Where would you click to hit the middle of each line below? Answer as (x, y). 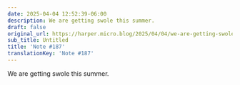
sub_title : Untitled (38, 40)
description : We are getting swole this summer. (81, 21)
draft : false (27, 27)
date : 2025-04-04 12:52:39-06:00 (57, 14)
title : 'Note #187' (36, 47)
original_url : (29, 34)
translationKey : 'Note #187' (51, 54)
